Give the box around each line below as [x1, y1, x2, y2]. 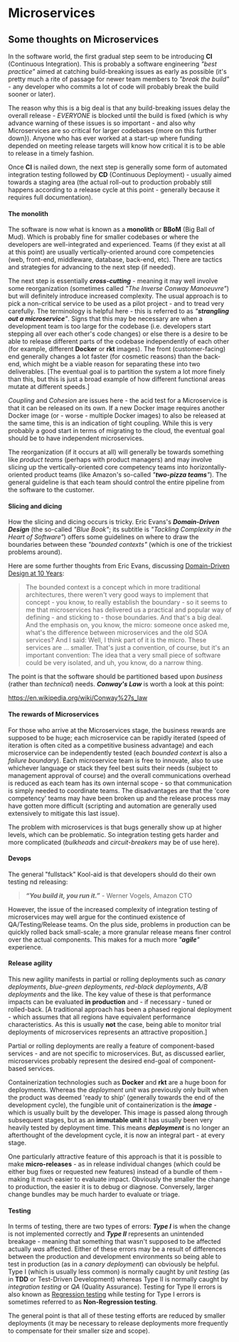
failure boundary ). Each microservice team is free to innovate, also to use [8, 756, 223, 765]
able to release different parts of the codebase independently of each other [8, 337, 230, 346]
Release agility [8, 959, 53, 968]
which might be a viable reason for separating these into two [22, 360, 201, 368]
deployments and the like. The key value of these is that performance [8, 990, 212, 998]
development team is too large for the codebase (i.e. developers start [8, 322, 211, 331]
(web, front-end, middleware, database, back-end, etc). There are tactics [8, 255, 223, 264]
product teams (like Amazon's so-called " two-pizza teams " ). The [33, 471, 227, 479]
